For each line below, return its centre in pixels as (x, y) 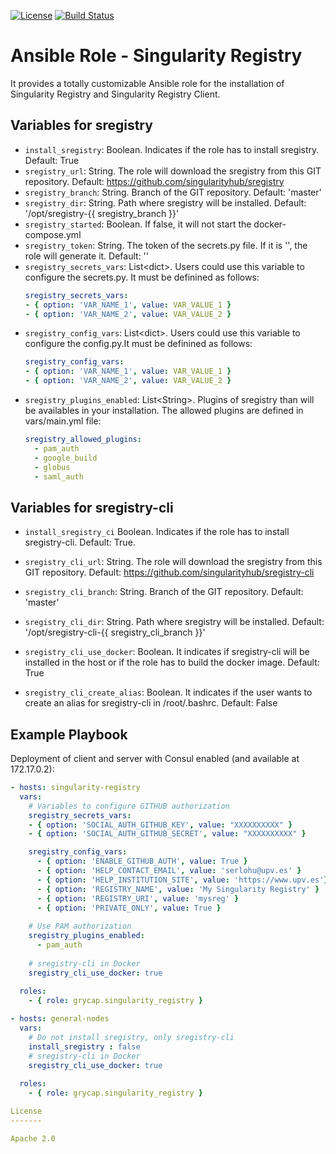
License (26, 1111)
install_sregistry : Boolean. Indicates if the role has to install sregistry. (172, 149)
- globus (52, 467)
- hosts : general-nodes (60, 1019)
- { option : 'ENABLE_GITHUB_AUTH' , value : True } (142, 861)
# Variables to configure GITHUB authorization (129, 806)
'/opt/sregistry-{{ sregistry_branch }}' (102, 213)
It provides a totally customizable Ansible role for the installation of (147, 83)
